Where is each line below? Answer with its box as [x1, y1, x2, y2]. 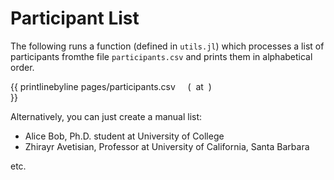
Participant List [10, 7, 140, 30]
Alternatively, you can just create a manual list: [10, 110, 203, 122]
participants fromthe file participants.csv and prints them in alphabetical [10, 50, 313, 62]
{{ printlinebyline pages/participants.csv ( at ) [10, 80, 212, 92]
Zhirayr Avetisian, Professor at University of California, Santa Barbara [24, 140, 310, 152]
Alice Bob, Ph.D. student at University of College [24, 130, 225, 142]
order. [10, 61, 35, 73]
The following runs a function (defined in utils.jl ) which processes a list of [10, 40, 325, 52]
